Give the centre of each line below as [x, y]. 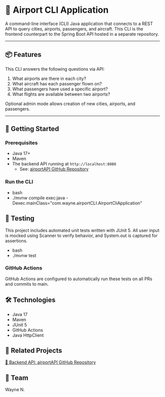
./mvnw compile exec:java [39, 198]
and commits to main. [27, 284]
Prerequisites [21, 143]
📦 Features [23, 55]
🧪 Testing [20, 219]
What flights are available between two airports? [61, 94]
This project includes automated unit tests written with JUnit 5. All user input [82, 230]
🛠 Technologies [30, 300]
